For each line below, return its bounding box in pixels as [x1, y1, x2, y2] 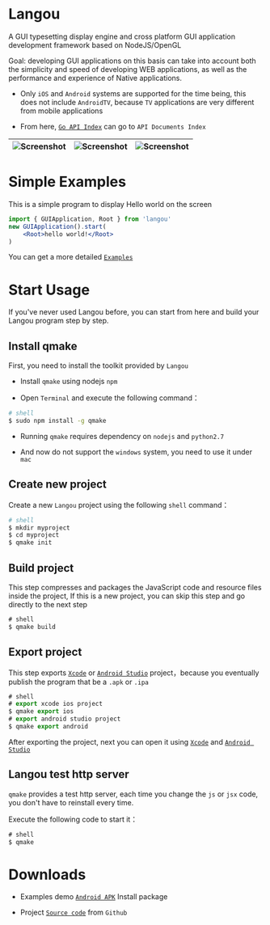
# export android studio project [8, 715, 121, 724]
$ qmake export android [8, 723, 89, 731]
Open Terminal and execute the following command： [19, 393, 200, 403]
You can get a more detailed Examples [8, 252, 133, 262]
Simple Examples [8, 173, 127, 191]
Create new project [8, 478, 107, 492]
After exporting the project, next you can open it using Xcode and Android [8, 737, 251, 746]
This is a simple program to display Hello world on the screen [8, 199, 213, 209]
